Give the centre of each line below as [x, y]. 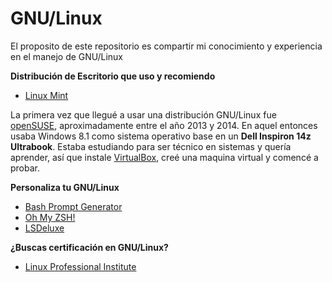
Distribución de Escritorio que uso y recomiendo [113, 76]
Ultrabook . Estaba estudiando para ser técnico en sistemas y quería [151, 146]
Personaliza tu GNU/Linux [65, 187]
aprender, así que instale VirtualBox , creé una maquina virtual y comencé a [164, 157]
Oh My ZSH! [50, 217]
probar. [25, 168]
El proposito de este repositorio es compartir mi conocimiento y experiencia [166, 46]
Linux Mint [46, 95]
